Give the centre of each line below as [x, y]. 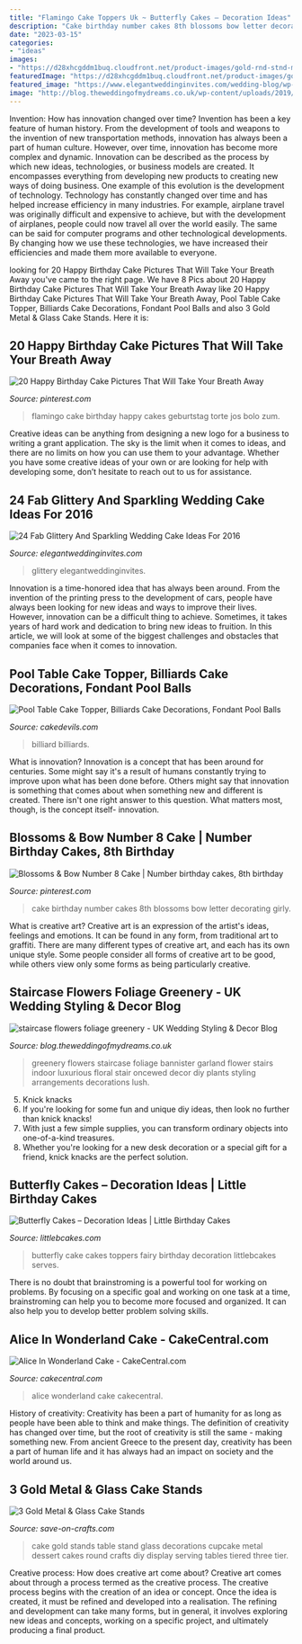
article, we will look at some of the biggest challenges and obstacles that [144, 636]
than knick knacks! [57, 1118]
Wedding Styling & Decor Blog [95, 1007]
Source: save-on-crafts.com [62, 1528]
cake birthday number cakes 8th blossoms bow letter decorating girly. [161, 908]
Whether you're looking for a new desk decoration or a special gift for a [155, 1147]
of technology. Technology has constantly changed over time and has [138, 195]
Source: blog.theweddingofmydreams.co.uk [91, 1045]
